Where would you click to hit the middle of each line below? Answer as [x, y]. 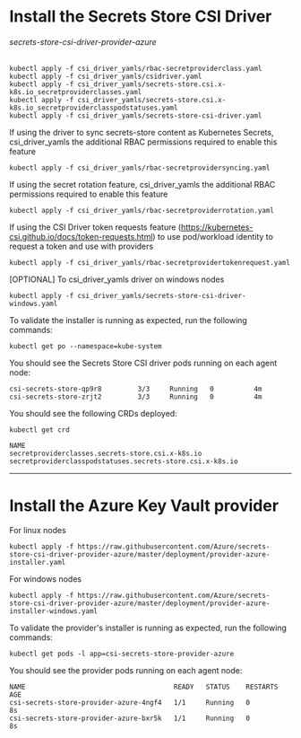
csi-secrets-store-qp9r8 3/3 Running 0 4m [136, 389]
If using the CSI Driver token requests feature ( [95, 227]
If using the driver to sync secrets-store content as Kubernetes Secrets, [142, 133]
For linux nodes [38, 531]
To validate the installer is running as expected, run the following [129, 321]
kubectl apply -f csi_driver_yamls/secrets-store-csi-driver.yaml [136, 116]
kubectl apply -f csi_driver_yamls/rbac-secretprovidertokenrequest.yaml [150, 263]
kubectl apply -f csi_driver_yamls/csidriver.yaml [106, 77]
